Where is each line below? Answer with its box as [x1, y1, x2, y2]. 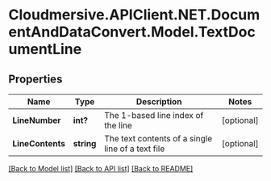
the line [104, 120, 133, 131]
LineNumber [12, 115, 61, 126]
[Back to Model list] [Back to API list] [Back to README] [8, 164, 194, 173]
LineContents [12, 138, 66, 149]
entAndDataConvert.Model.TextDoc [8, 23, 256, 41]
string [73, 138, 97, 149]
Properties [8, 72, 63, 86]
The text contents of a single [104, 133, 212, 144]
